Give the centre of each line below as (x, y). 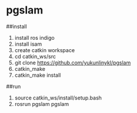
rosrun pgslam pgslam (42, 104)
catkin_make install (38, 75)
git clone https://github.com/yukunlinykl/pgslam (73, 63)
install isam (28, 44)
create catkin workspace (45, 50)
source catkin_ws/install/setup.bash (58, 98)
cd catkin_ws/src (35, 56)
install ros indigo (34, 37)
